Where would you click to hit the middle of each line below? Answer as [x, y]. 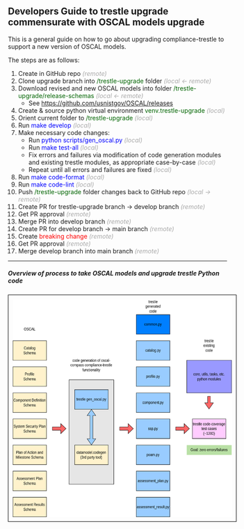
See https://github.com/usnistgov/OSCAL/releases [100, 103]
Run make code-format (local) [61, 177]
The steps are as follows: [44, 60]
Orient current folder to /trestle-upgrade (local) [86, 118]
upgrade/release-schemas [56, 95]
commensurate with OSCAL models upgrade [106, 23]
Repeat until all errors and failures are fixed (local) [100, 169]
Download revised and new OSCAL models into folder [95, 88]
